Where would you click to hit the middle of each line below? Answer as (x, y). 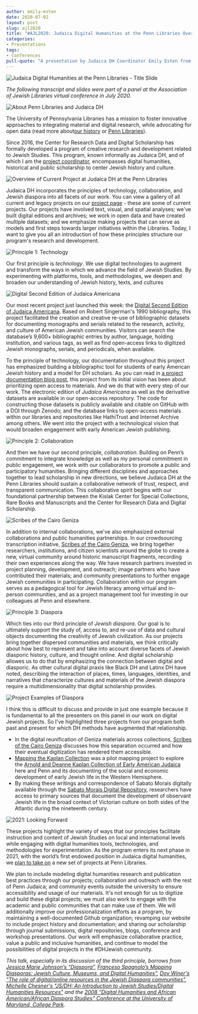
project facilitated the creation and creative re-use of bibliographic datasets (98, 318)
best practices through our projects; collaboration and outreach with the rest (99, 880)
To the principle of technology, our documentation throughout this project (95, 360)
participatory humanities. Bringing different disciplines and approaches (92, 471)
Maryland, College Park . (36, 1005)
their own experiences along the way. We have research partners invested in (99, 563)
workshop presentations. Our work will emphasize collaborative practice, (95, 937)
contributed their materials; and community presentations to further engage (98, 575)
